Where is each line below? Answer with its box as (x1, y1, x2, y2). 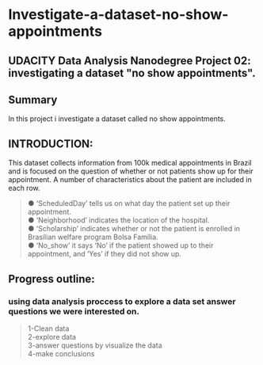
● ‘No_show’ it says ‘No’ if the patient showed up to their (27, 241, 214, 250)
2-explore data (27, 332, 77, 341)
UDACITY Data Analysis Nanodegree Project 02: (8, 54, 251, 67)
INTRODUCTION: (8, 137, 93, 150)
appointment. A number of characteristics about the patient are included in (8, 175, 252, 184)
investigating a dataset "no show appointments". (8, 66, 256, 80)
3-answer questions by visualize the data (27, 340, 162, 350)
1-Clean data (27, 323, 70, 333)
